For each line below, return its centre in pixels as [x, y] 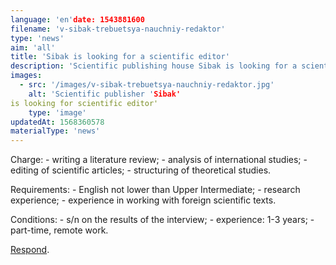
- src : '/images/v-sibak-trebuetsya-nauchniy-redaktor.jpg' [147, 85]
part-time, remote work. [59, 230]
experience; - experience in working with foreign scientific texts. [143, 200]
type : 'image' [57, 112]
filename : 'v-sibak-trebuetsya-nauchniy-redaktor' [118, 29]
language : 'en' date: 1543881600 [77, 19]
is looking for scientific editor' [84, 103]
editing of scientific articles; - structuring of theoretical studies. [141, 170]
